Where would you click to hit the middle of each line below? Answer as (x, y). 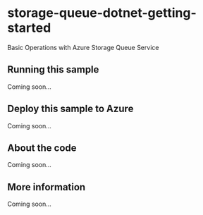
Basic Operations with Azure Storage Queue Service (83, 47)
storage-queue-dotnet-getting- (102, 13)
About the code (42, 148)
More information (47, 187)
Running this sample (53, 69)
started (29, 28)
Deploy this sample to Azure (70, 109)
